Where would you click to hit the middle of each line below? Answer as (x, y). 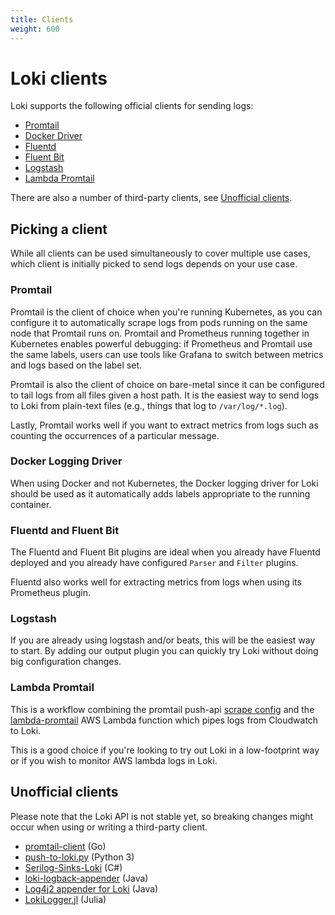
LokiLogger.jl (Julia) (65, 899)
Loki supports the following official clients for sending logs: (132, 106)
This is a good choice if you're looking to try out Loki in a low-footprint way (165, 750)
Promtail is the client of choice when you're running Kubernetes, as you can (166, 312)
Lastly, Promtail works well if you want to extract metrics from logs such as (164, 425)
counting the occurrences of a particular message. (115, 435)
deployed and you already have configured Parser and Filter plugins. (154, 563)
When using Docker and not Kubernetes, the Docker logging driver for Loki (164, 483)
